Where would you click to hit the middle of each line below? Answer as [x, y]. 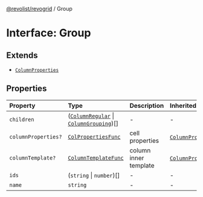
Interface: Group [49, 33]
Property [22, 105]
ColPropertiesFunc [94, 137]
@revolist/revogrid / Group [39, 9]
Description [147, 105]
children [22, 119]
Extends [22, 55]
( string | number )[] [94, 175]
